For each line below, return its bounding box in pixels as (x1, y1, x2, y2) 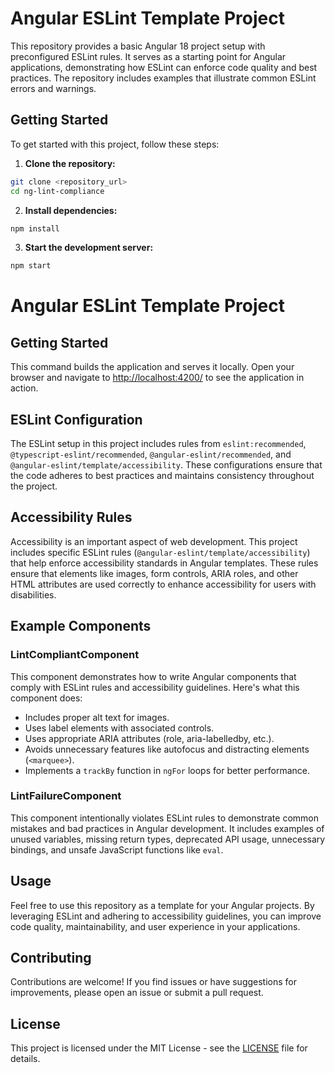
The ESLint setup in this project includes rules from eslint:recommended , (10, 438, 307, 450)
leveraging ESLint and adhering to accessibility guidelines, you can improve (10, 910, 322, 922)
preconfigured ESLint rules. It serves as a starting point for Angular (10, 50, 287, 62)
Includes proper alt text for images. (24, 711, 170, 723)
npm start (10, 261, 52, 271)
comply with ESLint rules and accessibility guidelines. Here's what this (10, 681, 300, 693)
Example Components (10, 618, 152, 635)
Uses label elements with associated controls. (24, 722, 215, 734)
